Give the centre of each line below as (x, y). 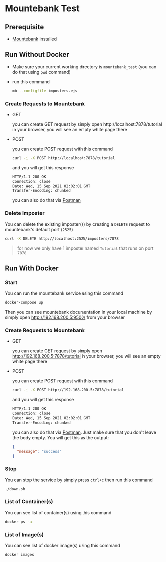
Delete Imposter (25, 213)
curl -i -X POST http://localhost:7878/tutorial (64, 158)
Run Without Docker (37, 55)
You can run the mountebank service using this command (64, 293)
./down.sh (15, 489)
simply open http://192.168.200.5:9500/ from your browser (65, 317)
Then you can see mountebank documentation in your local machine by (79, 312)
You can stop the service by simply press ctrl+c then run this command (79, 480)
